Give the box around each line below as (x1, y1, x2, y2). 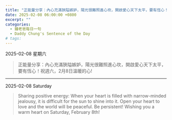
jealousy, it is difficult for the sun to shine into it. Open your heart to (17, 98, 160, 104)
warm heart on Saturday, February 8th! (17, 109, 100, 115)
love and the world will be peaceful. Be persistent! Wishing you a (17, 103, 155, 110)
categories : (5, 21, 31, 27)
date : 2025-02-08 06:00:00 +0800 (5, 12, 77, 17)
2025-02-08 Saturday (5, 83, 52, 89)
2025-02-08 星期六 (5, 51, 47, 57)
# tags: (5, 36, 22, 41)
